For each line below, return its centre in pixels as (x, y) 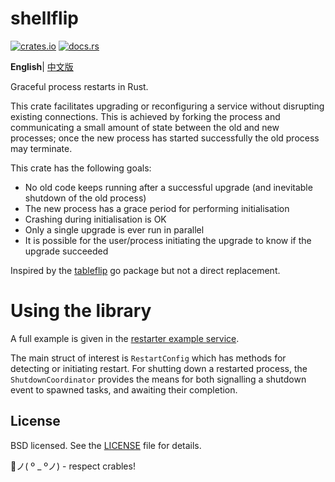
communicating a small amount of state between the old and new (145, 127)
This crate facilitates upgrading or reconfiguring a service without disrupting (167, 106)
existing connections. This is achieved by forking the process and (145, 116)
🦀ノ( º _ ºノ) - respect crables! (73, 466)
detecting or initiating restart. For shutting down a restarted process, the (159, 368)
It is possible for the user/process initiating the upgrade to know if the (168, 240)
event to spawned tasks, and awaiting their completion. (124, 389)
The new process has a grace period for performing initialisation (157, 208)
